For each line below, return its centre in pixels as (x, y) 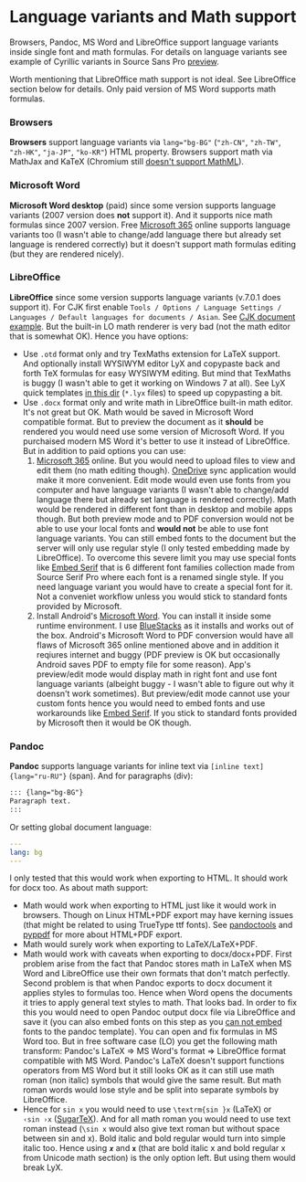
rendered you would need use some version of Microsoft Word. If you (153, 431)
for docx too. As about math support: (79, 888)
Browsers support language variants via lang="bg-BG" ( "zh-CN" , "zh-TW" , (145, 142)
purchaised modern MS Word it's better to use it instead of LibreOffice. (156, 441)
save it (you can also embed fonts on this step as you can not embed (153, 1022)
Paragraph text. (40, 801)
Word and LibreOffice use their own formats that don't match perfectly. (156, 974)
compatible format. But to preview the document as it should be (143, 421)
